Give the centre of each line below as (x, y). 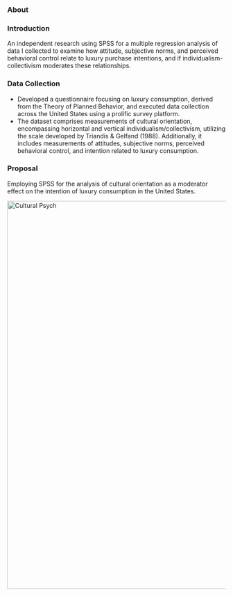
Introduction (28, 28)
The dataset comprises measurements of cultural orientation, (105, 121)
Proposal (23, 168)
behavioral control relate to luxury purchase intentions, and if (94, 58)
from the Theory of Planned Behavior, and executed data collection (113, 106)
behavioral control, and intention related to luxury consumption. (108, 150)
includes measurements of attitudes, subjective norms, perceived (111, 143)
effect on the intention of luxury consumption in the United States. (102, 191)
